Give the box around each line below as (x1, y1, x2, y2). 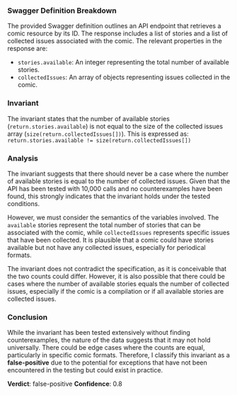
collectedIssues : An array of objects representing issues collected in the (17, 73, 231, 81)
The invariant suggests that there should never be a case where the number (7, 169, 229, 178)
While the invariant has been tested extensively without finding (7, 328, 191, 337)
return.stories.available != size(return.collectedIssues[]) (7, 137, 192, 144)
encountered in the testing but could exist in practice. (7, 366, 163, 374)
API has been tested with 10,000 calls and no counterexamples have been (7, 184, 223, 193)
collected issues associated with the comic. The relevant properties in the (7, 37, 223, 45)
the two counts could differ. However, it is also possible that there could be (7, 272, 225, 280)
